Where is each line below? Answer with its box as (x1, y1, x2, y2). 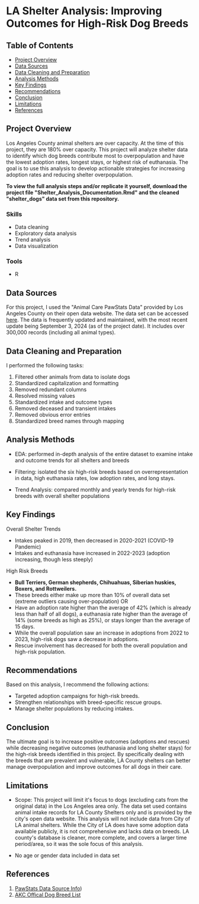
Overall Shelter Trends (6, 525, 61, 532)
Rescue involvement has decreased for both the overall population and (14, 642, 188, 649)
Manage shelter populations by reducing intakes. (14, 705, 134, 712)
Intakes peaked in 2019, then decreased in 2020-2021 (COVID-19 (14, 537, 174, 544)
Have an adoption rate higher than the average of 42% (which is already (14, 604, 191, 611)
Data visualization (14, 242, 59, 250)
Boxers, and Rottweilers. (14, 585, 77, 592)
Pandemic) (14, 543, 41, 550)
